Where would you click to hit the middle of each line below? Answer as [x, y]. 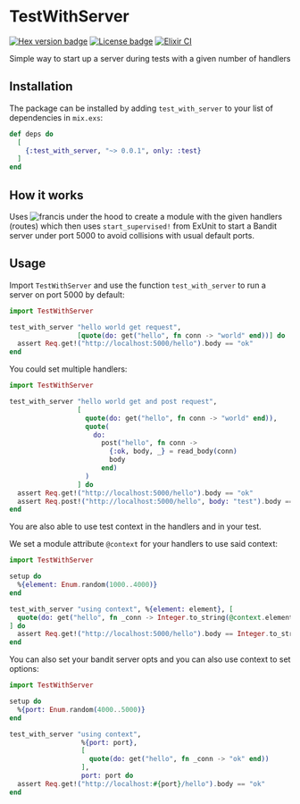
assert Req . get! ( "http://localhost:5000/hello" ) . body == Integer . [143, 634]
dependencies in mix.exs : [56, 117]
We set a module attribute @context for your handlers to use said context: [144, 544]
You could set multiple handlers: [68, 369]
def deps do [31, 134]
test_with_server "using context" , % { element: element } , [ [121, 609]
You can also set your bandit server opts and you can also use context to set [150, 659]
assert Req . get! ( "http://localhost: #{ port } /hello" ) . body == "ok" [142, 783]
